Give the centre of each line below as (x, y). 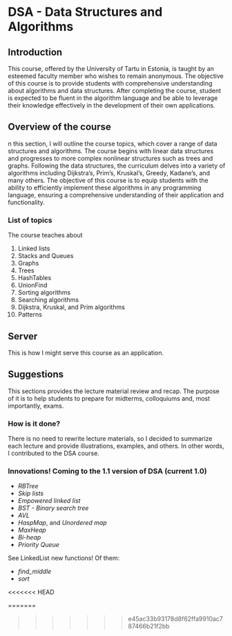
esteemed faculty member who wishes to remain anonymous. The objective (116, 76)
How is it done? (34, 424)
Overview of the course (59, 127)
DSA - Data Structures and (85, 12)
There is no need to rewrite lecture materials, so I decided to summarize (110, 439)
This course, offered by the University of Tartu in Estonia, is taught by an (111, 69)
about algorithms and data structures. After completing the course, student (115, 91)
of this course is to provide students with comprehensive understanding (110, 83)
